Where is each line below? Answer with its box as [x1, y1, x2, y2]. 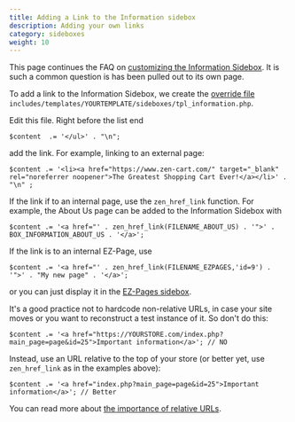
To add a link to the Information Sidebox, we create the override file [9, 89, 255, 99]
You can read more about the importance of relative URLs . [9, 403, 221, 414]
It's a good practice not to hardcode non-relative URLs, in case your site [9, 303, 273, 315]
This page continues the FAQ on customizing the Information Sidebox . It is [9, 62, 280, 73]
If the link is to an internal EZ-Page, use [9, 246, 152, 257]
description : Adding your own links [9, 21, 144, 30]
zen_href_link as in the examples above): [9, 363, 161, 373]
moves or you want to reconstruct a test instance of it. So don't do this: [9, 313, 268, 324]
